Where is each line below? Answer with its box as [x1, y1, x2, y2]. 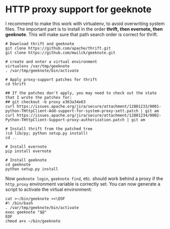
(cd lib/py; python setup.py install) [5, 130, 88, 136]
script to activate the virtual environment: [5, 186, 92, 192]
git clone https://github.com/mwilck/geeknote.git [5, 50, 116, 55]
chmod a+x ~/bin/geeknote [5, 218, 60, 223]
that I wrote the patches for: [5, 95, 72, 100]
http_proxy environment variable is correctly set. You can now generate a [5, 180, 160, 187]
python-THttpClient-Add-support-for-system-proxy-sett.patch [5, 108, 139, 113]
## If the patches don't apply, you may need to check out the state [5, 90, 157, 96]
